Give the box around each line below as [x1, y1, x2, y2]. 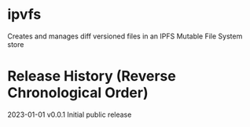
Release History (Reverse [7, 67, 176, 85]
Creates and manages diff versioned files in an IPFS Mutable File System [7, 31, 243, 41]
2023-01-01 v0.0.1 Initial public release [7, 110, 132, 119]
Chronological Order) [7, 84, 149, 102]
